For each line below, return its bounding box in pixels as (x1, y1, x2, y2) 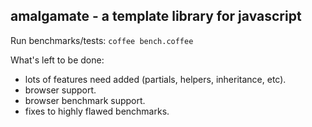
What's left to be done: (10, 54, 105, 66)
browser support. (24, 84, 97, 96)
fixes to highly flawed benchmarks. (24, 105, 170, 117)
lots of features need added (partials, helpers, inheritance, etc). (24, 73, 287, 85)
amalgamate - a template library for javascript (10, 8, 302, 25)
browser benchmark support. (24, 94, 146, 106)
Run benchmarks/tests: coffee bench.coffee (10, 34, 194, 46)
